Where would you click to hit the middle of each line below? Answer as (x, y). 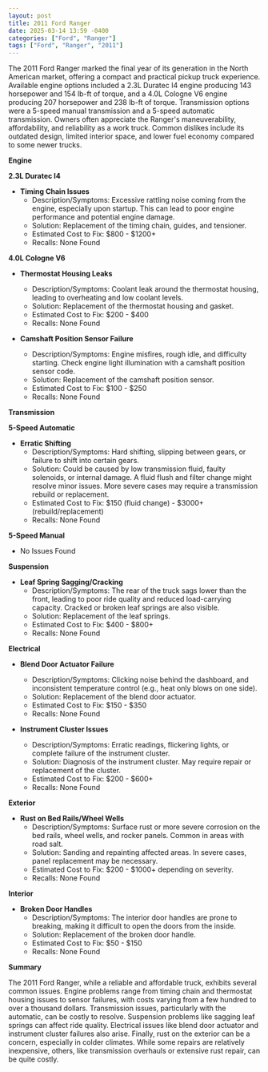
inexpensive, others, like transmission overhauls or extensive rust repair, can (134, 1051)
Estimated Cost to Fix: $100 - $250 (89, 389)
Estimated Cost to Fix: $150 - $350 (89, 705)
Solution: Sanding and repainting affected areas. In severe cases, (139, 852)
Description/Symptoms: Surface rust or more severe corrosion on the (146, 827)
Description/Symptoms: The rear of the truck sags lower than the (139, 590)
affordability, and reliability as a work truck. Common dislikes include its (126, 128)
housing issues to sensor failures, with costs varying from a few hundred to (132, 1000)
